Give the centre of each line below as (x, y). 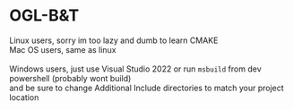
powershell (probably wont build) (70, 78)
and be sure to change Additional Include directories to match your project (146, 88)
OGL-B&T (44, 16)
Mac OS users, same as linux (63, 49)
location (24, 97)
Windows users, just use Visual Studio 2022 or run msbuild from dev (135, 69)
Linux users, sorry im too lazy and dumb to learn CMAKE (114, 40)
